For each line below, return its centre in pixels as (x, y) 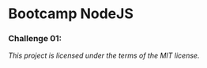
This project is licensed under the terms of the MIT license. (104, 55)
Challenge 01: (35, 39)
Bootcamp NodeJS (71, 14)
